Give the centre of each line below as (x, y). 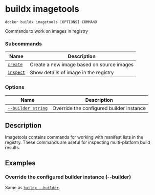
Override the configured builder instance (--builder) (68, 177)
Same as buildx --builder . (33, 188)
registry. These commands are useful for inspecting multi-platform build (77, 142)
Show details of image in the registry (72, 73)
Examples (20, 163)
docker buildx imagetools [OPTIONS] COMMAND (51, 22)
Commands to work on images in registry (46, 31)
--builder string (28, 108)
